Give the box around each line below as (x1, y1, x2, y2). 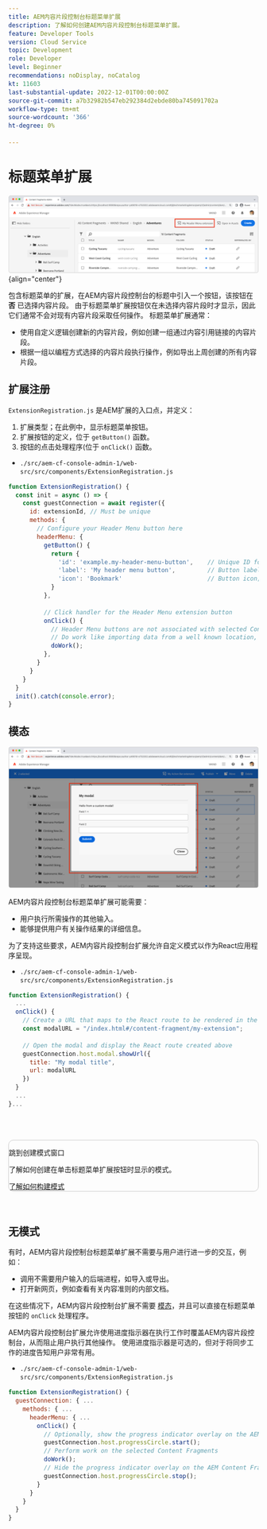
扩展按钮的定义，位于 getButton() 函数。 (19, 432, 154, 441)
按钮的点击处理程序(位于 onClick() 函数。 (19, 442, 157, 451)
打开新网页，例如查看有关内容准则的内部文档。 (19, 1284, 173, 1294)
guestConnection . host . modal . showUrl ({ (22, 1050, 151, 1058)
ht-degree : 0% (8, 122, 56, 130)
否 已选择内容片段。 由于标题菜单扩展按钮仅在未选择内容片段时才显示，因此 (8, 300, 256, 310)
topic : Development (8, 46, 73, 55)
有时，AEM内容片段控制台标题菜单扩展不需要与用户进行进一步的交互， (8, 1248, 240, 1257)
